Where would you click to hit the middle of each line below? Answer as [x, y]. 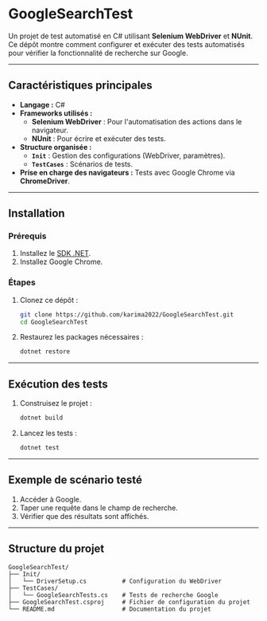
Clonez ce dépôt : [49, 300]
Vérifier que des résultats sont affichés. [84, 516]
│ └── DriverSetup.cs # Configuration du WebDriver [115, 581]
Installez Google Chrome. [61, 262]
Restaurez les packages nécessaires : [81, 337]
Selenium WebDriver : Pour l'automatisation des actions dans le [137, 121]
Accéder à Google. [50, 499]
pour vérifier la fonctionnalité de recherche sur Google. [98, 53]
